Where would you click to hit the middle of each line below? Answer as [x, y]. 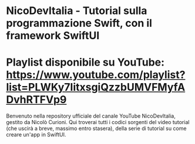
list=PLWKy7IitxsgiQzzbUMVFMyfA [96, 88]
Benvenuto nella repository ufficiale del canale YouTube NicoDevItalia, [91, 116]
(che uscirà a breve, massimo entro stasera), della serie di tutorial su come [96, 128]
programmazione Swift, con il [79, 23]
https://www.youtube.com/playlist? [96, 75]
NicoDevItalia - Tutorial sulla [77, 11]
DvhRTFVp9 [36, 100]
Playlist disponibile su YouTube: [85, 62]
